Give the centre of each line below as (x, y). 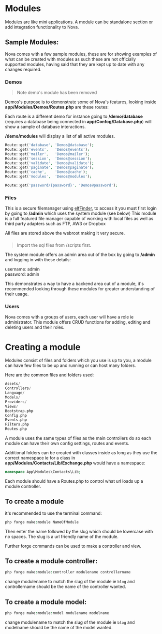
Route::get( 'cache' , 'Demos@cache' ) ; (46, 172)
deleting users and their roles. (35, 327)
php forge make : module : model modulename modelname (57, 613)
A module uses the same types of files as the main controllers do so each (78, 438)
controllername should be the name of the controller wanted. (66, 586)
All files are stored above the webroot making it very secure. (65, 233)
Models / (13, 397)
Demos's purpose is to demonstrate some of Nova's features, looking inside (81, 102)
